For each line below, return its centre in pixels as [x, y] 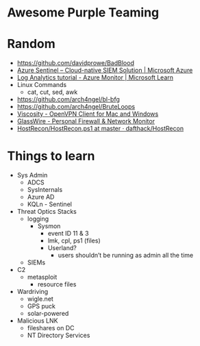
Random [32, 44]
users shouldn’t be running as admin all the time [126, 256]
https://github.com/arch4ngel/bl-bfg [68, 99]
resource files [57, 284]
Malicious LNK [37, 321]
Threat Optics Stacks [47, 212]
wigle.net [40, 299]
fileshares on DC [51, 328]
